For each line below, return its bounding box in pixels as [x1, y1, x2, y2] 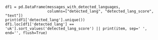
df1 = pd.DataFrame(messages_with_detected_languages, [5, 4, 121, 9]
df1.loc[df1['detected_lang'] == [5, 22, 74, 27]
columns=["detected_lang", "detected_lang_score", [47, 9, 154, 14]
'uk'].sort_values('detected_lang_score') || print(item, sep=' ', [5, 26, 148, 31]
